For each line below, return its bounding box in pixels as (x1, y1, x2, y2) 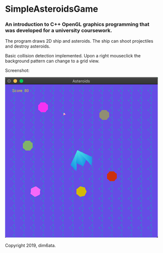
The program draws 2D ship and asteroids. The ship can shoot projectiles (5, 38, 153, 44)
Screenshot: (5, 68, 30, 74)
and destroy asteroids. (5, 43, 50, 50)
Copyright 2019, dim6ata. (5, 243, 56, 249)
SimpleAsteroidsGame (5, 3, 98, 15)
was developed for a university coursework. (5, 27, 113, 34)
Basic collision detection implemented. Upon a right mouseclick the (5, 53, 141, 59)
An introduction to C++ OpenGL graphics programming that (5, 21, 150, 28)
